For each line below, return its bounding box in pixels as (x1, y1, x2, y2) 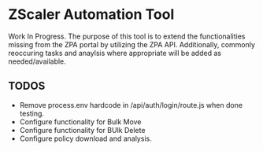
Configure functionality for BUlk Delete (19, 125, 146, 134)
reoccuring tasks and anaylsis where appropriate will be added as (8, 48, 222, 57)
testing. (19, 109, 45, 118)
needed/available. (8, 57, 67, 66)
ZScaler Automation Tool (8, 6, 175, 24)
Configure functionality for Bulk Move (19, 116, 142, 127)
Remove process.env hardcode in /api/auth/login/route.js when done (19, 100, 243, 109)
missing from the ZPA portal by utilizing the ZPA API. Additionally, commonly (8, 39, 256, 49)
